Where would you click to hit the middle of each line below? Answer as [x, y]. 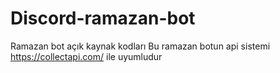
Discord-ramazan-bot [103, 18]
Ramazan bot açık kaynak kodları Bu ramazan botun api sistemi [140, 46]
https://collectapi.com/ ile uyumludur [86, 56]
